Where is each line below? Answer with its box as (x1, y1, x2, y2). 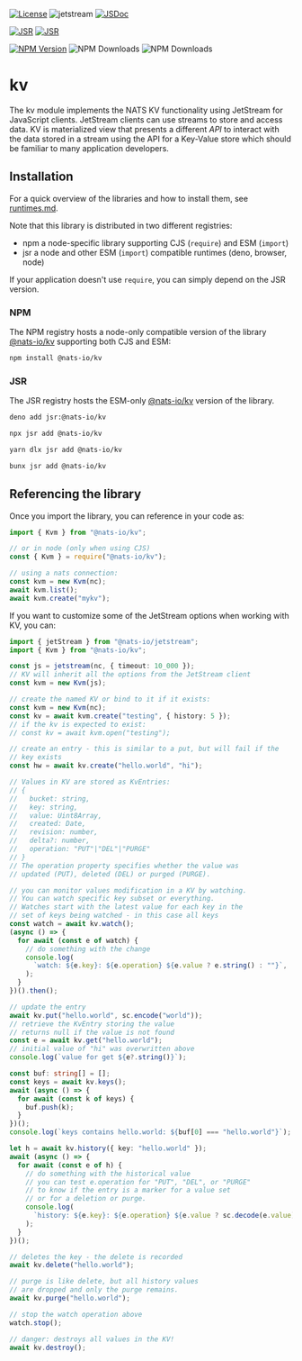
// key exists (9, 753, 63, 762)
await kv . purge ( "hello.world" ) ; (9, 1293, 130, 1303)
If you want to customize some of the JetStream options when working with (9, 610, 289, 621)
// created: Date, (9, 820, 87, 829)
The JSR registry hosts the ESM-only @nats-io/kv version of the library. (9, 395, 275, 406)
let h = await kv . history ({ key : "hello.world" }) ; (9, 1144, 207, 1153)
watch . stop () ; (9, 1318, 63, 1328)
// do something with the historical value (25, 1169, 191, 1178)
